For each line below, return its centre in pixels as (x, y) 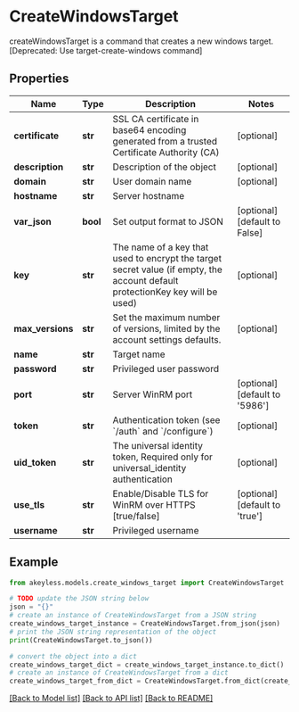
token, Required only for (163, 457)
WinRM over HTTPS (154, 504)
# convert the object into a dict (73, 656)
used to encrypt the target (167, 258)
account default (145, 280)
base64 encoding (149, 129)
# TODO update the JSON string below (79, 599)
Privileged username (156, 530)
